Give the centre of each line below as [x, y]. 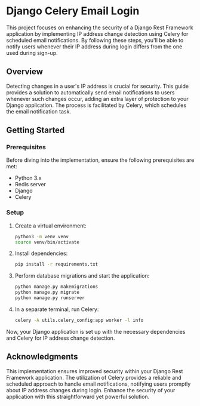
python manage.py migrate [47, 293]
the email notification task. [39, 111]
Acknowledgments [42, 357]
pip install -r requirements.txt [56, 264]
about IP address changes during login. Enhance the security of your [91, 390]
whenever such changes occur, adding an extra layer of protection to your [98, 99]
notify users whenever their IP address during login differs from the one [94, 47]
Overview [25, 72]
